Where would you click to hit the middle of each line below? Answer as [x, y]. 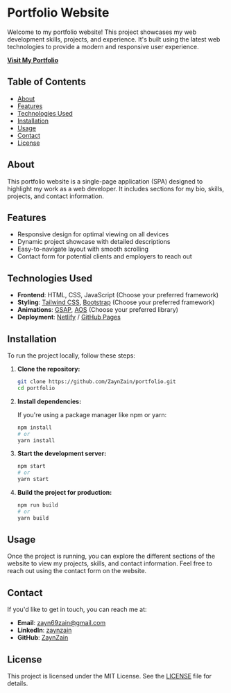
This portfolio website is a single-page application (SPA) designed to [105, 181]
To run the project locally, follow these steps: [71, 356]
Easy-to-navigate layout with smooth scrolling [83, 249]
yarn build [33, 518]
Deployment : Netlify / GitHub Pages [69, 317]
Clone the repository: [49, 369]
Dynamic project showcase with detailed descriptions [94, 242]
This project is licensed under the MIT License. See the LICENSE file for [110, 676]
